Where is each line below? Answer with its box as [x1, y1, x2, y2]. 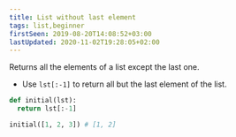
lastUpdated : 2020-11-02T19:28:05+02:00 [9, 37, 161, 47]
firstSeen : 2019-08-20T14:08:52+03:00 [9, 29, 152, 38]
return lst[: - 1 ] [17, 104, 77, 113]
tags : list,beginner [9, 21, 86, 30]
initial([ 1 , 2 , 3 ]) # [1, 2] [9, 120, 117, 129]
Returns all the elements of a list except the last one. [9, 62, 201, 72]
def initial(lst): [9, 96, 77, 105]
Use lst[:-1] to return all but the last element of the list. [21, 79, 227, 89]
